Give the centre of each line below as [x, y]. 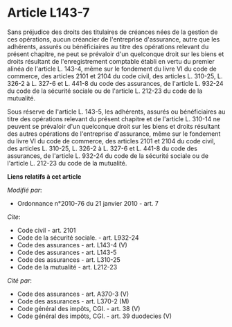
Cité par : [20, 280]
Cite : [14, 217]
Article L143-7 [48, 13]
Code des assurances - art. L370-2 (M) [73, 301]
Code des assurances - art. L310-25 [69, 259]
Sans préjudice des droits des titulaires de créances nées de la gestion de [113, 32]
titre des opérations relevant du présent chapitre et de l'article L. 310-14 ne [114, 118]
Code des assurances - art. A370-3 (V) [73, 294]
